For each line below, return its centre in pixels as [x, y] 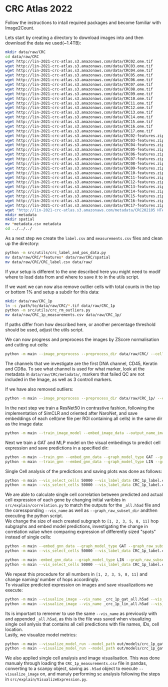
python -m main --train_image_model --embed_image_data [64, 433]
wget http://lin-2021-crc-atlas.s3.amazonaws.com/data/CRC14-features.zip [85, 191]
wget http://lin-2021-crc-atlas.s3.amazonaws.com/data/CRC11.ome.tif [79, 103]
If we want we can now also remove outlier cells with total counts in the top [82, 286]
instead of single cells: [28, 537]
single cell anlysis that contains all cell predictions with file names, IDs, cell [82, 624]
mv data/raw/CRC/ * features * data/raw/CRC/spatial [58, 257]
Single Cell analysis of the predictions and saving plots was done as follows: [84, 471]
